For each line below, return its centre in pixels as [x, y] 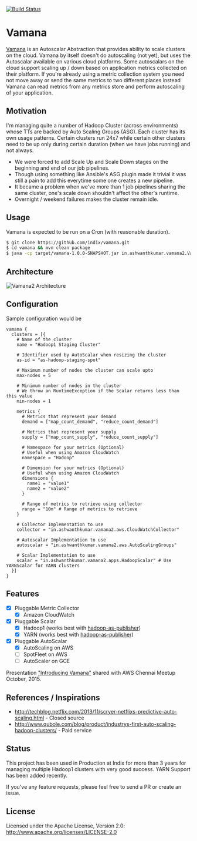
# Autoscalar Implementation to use [62, 540]
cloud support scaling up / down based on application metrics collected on [96, 68]
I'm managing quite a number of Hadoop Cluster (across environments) [92, 125]
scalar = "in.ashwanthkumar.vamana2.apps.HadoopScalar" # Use [94, 560]
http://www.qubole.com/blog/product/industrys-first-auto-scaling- [95, 724]
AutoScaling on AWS [48, 648]
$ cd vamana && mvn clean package [48, 248]
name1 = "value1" [48, 483]
